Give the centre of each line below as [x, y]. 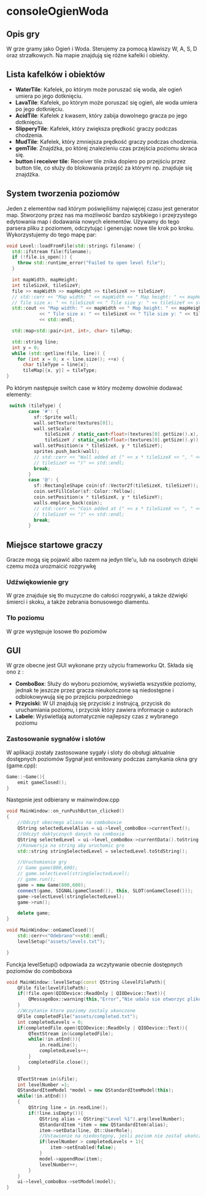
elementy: [19, 394]
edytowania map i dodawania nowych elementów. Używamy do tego [93, 221]
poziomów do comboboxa [39, 971]
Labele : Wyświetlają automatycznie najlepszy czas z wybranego [97, 717]
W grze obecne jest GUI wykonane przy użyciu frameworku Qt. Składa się [100, 666]
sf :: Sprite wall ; [56, 417]
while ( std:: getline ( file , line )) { [59, 353]
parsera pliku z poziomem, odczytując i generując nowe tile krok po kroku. [101, 228]
